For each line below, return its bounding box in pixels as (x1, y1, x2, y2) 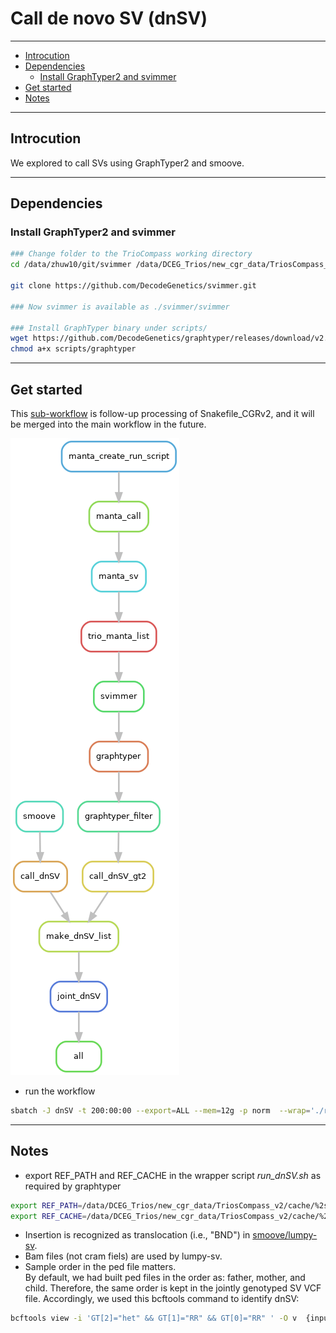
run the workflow (24, 1085, 96, 1097)
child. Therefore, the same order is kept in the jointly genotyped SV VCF (24, 1282, 322, 1294)
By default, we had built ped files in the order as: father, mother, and (24, 1272, 306, 1284)
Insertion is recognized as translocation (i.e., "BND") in (24, 1229, 251, 1241)
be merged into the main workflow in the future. (10, 418, 207, 430)
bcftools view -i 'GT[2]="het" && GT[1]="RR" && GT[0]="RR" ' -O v (10, 1313, 298, 1324)
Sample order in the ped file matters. (24, 1261, 177, 1273)
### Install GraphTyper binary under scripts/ (10, 323, 208, 333)
